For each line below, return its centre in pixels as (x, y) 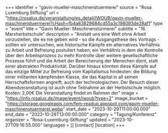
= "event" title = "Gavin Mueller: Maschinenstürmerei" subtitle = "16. (76, 29)
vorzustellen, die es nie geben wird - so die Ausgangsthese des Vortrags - (82, 39)
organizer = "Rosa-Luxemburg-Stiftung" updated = (58, 120)
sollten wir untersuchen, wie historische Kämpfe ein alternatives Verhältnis (82, 45)
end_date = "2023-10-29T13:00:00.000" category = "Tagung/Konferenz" (81, 114)
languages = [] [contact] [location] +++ (84, 125)
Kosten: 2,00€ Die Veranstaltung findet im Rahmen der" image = (72, 93)
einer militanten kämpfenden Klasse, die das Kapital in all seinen (72, 77)
